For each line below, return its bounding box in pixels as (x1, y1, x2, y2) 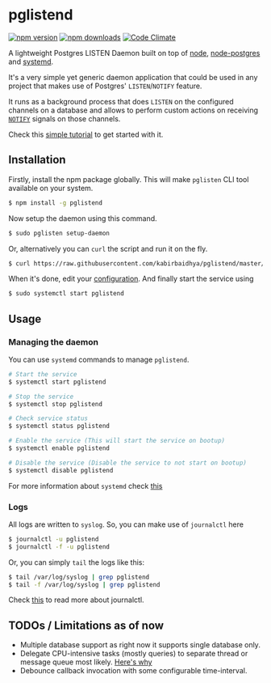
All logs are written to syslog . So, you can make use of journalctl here (8, 520, 244, 529)
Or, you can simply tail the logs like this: (8, 557, 145, 567)
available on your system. (8, 183, 94, 193)
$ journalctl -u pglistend (8, 535, 99, 543)
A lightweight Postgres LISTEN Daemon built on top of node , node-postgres (8, 48, 261, 57)
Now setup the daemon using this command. (8, 213, 157, 223)
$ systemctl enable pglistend (8, 444, 110, 452)
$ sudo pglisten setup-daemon (8, 229, 110, 237)
